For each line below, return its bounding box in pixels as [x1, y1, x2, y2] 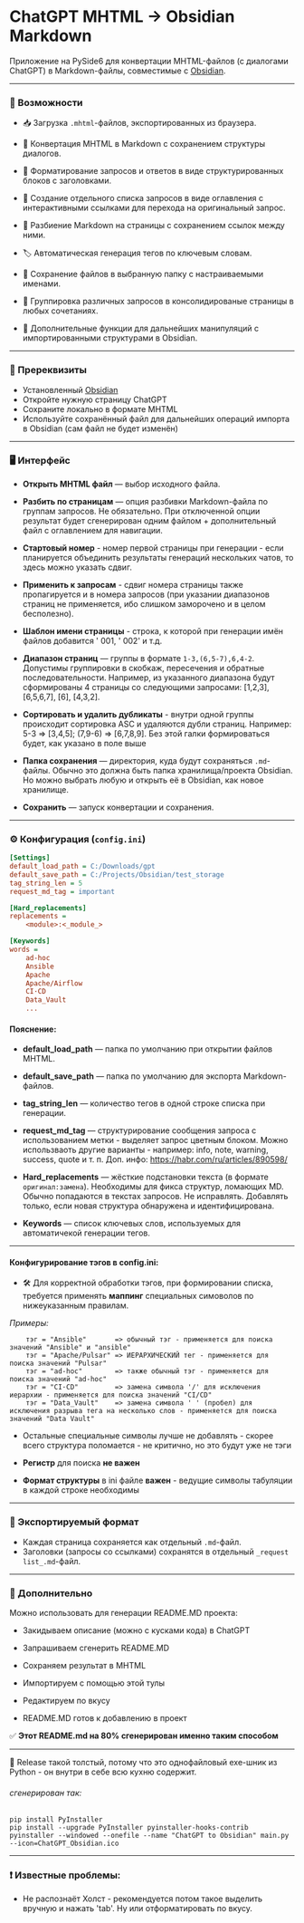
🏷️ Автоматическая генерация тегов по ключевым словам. [22, 247, 252, 259]
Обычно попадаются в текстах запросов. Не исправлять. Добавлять [22, 1191, 289, 1202]
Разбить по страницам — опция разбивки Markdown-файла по [22, 495, 269, 506]
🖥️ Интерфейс [9, 455, 71, 467]
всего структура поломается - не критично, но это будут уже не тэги [22, 1440, 292, 1451]
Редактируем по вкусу [22, 1696, 110, 1706]
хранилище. [22, 784, 70, 794]
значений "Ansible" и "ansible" [9, 1343, 131, 1352]
